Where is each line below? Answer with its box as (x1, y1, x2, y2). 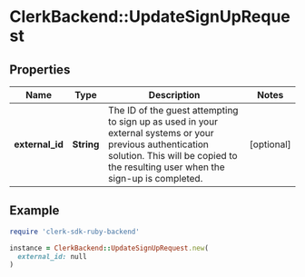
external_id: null (17, 252, 88, 261)
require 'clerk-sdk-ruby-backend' (9, 227, 141, 236)
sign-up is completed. (108, 173, 203, 184)
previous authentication (108, 138, 209, 151)
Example (9, 203, 60, 219)
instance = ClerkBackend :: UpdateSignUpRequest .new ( (9, 243, 209, 252)
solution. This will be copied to (108, 150, 238, 162)
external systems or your (108, 127, 215, 139)
